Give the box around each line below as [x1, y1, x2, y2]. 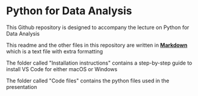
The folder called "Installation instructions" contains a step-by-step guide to [6, 59, 192, 66]
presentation [6, 83, 37, 90]
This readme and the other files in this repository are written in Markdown [6, 41, 188, 49]
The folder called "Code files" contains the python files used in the [6, 77, 169, 84]
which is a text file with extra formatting [6, 47, 103, 55]
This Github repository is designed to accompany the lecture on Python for [6, 24, 190, 31]
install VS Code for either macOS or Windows [6, 65, 118, 72]
